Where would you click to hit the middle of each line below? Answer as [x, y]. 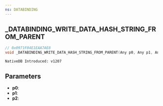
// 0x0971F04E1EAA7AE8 [28, 48]
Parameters [23, 76]
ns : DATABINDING [21, 9]
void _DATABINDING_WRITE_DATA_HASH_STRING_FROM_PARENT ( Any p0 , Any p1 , [79, 53]
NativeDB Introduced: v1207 [33, 61]
